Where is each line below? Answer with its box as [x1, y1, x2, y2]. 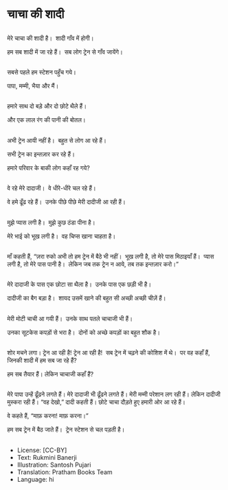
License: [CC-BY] [16, 446, 67, 454]
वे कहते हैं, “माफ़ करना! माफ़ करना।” [7, 412, 89, 420]
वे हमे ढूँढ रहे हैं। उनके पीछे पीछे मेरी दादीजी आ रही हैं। [7, 198, 126, 206]
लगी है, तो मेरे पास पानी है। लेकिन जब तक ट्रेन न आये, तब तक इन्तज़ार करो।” [7, 260, 179, 268]
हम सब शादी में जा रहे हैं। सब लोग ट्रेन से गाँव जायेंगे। [7, 47, 124, 56]
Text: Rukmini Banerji [16, 453, 78, 461]
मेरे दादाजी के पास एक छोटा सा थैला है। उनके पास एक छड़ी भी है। [7, 280, 152, 289]
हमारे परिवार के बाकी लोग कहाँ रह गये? [7, 164, 91, 172]
